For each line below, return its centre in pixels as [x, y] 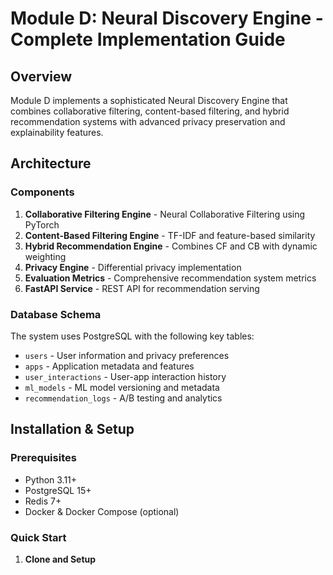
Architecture [51, 163]
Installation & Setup [72, 429]
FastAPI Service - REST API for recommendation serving [142, 288]
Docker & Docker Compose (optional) [102, 511]
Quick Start [38, 537]
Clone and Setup [60, 559]
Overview [41, 76]
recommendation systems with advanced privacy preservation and [148, 121]
